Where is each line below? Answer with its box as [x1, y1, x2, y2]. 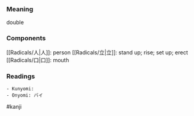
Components [6, 34, 46, 43]
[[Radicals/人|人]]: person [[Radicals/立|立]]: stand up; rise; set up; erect [6, 48, 188, 56]
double [6, 19, 24, 26]
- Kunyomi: [6, 85, 34, 92]
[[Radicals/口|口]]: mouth [6, 56, 69, 63]
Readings [6, 72, 35, 81]
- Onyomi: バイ [6, 92, 43, 98]
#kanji [6, 103, 22, 110]
